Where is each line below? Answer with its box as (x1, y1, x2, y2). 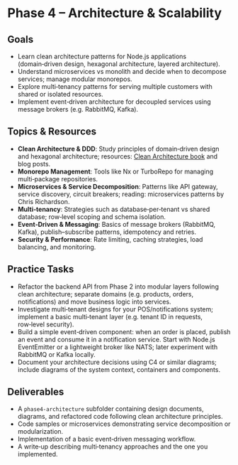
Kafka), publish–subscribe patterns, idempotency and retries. (17, 228, 197, 236)
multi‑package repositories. (17, 174, 98, 183)
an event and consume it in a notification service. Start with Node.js (17, 335, 215, 343)
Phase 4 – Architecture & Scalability (7, 5, 222, 21)
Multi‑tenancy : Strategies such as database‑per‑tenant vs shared (17, 205, 210, 213)
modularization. (17, 427, 64, 436)
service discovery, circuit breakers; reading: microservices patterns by (17, 190, 225, 198)
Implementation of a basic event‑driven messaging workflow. (17, 435, 196, 444)
